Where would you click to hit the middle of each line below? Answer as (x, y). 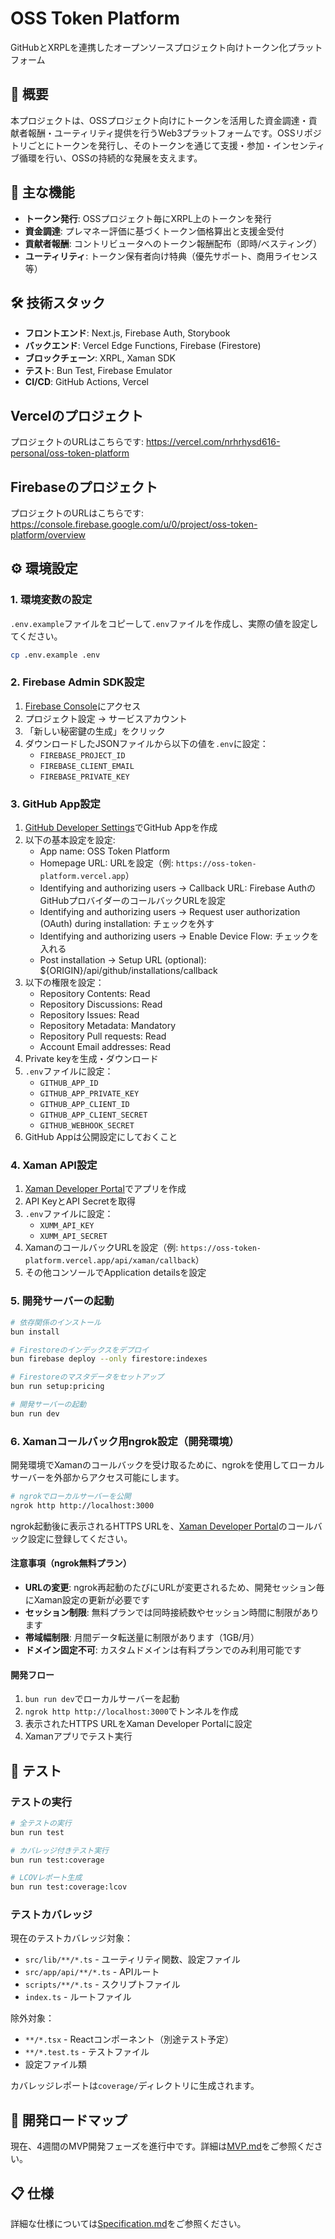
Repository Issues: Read (89, 1015)
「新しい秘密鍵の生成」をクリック (95, 731)
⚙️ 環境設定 (44, 568)
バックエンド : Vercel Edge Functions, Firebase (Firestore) (143, 346)
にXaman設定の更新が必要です (87, 1600)
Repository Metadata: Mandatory (108, 1026)
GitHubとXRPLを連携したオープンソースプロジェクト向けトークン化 (149, 47)
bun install (35, 1332)
